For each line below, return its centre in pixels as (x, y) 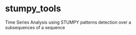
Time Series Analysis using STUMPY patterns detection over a (68, 22)
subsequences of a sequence (35, 27)
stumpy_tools (33, 9)
